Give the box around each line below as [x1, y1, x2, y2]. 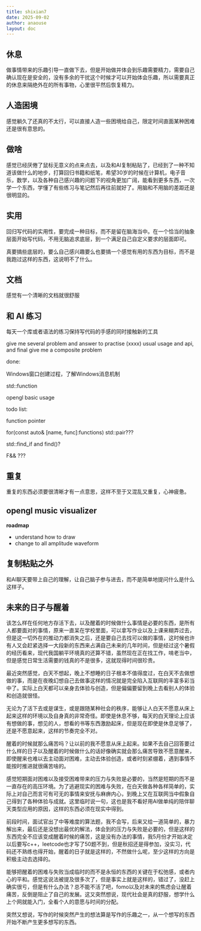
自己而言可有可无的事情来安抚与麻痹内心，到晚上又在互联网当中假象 [22, 790, 190, 798]
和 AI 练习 [6, 311, 42, 321]
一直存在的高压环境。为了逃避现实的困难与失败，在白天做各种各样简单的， [6, 783, 190, 790]
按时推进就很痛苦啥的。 [11, 762, 69, 770]
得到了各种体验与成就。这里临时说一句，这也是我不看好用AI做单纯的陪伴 [11, 798, 190, 805]
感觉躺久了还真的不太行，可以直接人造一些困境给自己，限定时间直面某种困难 [6, 118, 195, 125]
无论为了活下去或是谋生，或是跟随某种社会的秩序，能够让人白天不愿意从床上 [6, 705, 195, 712]
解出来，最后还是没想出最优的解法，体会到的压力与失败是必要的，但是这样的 [6, 825, 195, 833]
